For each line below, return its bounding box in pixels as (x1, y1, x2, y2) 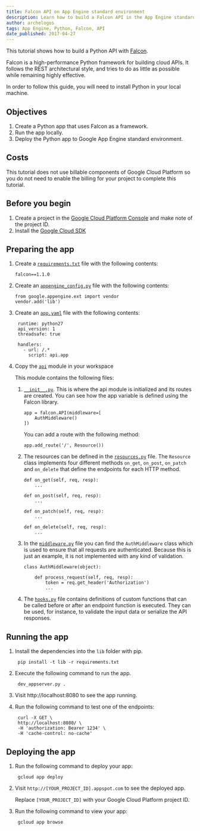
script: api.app (28, 352, 68, 358)
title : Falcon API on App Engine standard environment (6, 8, 145, 15)
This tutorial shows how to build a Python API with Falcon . (6, 47, 149, 54)
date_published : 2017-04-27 (6, 31, 76, 37)
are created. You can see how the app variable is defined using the (23, 392, 188, 399)
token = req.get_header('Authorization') (45, 580, 150, 586)
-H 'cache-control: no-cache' (17, 731, 93, 737)
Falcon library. (23, 398, 59, 406)
